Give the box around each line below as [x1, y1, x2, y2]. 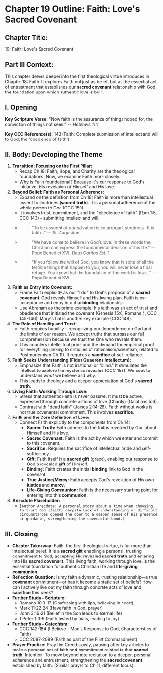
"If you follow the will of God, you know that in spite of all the [31, 259, 154, 265]
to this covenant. [26, 441, 61, 446]
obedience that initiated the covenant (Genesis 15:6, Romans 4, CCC [19, 310, 157, 316]
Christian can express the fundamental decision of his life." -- [31, 245, 155, 251]
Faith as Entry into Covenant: [12, 284, 73, 290]
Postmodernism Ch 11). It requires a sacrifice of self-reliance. [19, 352, 143, 358]
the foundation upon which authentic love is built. [5, 89, 104, 95]
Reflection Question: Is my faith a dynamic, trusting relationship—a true [12, 574, 158, 580]
